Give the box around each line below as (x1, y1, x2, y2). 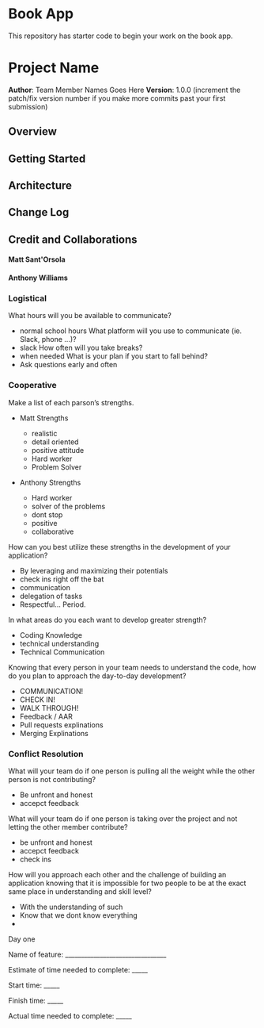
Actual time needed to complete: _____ (8, 1011, 132, 1020)
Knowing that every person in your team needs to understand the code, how (8, 662, 257, 672)
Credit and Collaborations (8, 232, 138, 246)
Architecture (8, 179, 73, 193)
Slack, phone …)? (19, 335, 77, 344)
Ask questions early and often (19, 360, 118, 370)
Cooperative (8, 380, 57, 391)
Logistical (8, 293, 47, 304)
